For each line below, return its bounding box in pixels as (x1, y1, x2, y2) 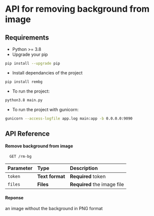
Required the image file (70, 181, 124, 188)
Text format (37, 173, 65, 180)
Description (70, 165, 98, 172)
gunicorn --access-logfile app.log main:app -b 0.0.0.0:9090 (5, 116, 133, 121)
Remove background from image (5, 143, 74, 149)
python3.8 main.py (5, 97, 43, 102)
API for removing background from (5, 3, 150, 15)
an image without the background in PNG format (5, 206, 103, 212)
